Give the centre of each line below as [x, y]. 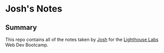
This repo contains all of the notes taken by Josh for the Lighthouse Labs [82, 39]
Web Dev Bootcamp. [27, 45]
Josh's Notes [34, 9]
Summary [21, 28]
